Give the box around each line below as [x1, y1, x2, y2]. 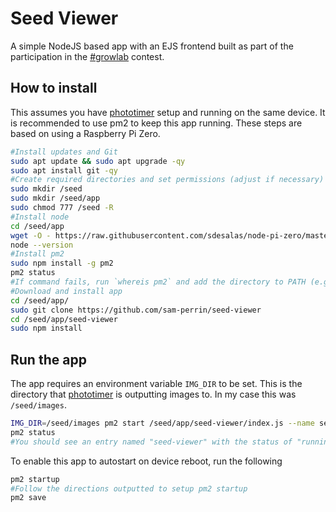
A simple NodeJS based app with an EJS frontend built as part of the [10, 40, 294, 52]
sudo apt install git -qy [10, 165, 118, 176]
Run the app [10, 351, 87, 368]
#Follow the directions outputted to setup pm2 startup [10, 483, 248, 494]
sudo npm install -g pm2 [10, 258, 114, 269]
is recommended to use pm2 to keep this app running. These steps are [10, 117, 303, 129]
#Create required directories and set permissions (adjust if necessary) [10, 175, 325, 185]
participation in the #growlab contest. [10, 50, 165, 62]
